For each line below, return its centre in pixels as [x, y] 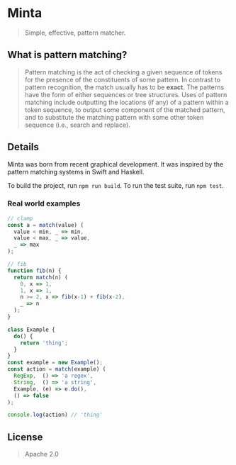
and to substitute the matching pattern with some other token [114, 117]
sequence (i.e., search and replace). [78, 125]
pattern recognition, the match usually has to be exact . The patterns [124, 87]
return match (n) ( [41, 277]
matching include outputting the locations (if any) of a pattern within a [127, 102]
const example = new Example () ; [55, 363]
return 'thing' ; [44, 343]
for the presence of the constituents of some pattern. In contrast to [123, 79]
